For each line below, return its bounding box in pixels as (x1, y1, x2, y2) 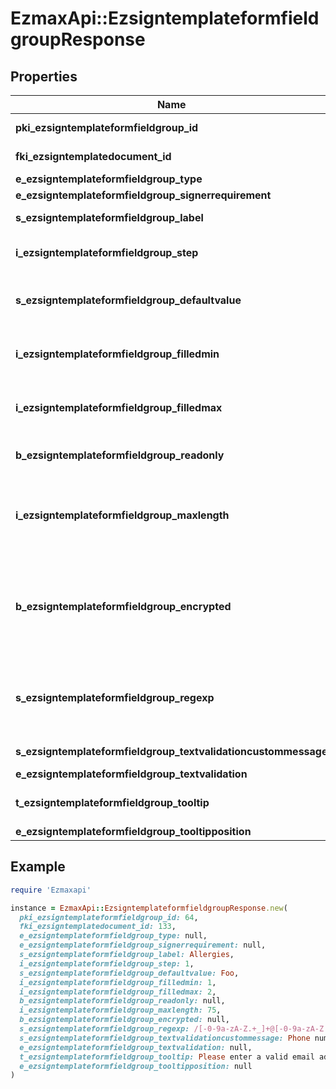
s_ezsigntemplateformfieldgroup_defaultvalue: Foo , (19, 968, 240, 978)
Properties (10, 68, 78, 85)
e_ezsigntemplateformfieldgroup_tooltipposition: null (19, 1061, 253, 1071)
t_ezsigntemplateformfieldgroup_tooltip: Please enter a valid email (19, 1052, 315, 1062)
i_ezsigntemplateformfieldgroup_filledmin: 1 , (19, 977, 217, 987)
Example (10, 858, 66, 876)
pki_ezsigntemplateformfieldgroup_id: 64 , (19, 912, 199, 922)
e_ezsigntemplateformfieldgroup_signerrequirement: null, (19, 940, 267, 951)
